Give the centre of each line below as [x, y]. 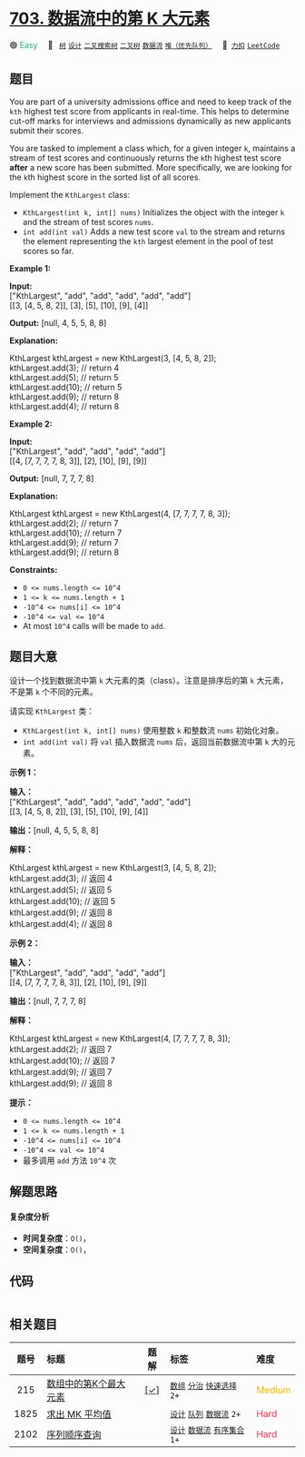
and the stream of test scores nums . [88, 222]
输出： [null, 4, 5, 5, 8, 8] [54, 830]
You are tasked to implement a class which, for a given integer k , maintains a [152, 148]
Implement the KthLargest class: [69, 194]
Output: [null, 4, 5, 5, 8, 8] [58, 322]
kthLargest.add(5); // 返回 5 [61, 890]
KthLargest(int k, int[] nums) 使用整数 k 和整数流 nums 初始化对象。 [153, 730]
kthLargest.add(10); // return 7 [66, 533]
